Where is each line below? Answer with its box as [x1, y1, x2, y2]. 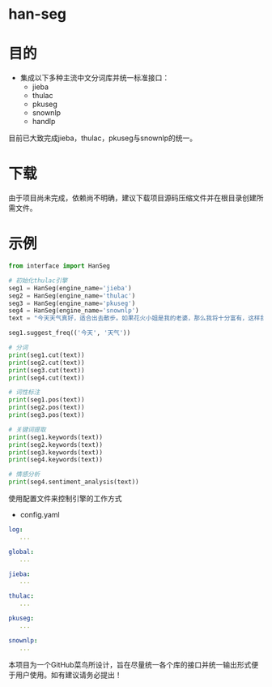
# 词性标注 [8, 389, 40, 397]
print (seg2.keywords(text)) [8, 440, 104, 449]
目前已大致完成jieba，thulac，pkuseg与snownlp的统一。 [8, 133, 198, 143]
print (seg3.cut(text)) [8, 366, 85, 374]
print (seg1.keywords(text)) [8, 433, 104, 441]
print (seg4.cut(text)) [8, 374, 85, 382]
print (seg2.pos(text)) [8, 403, 85, 412]
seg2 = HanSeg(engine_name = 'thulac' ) [8, 291, 136, 300]
